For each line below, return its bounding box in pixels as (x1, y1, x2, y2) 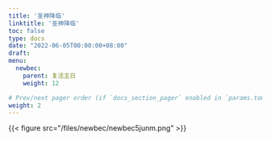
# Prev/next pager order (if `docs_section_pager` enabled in (8, 93, 222, 102)
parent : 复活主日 (23, 72, 77, 80)
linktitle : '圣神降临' (8, 19, 80, 27)
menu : (8, 57, 27, 65)
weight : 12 (23, 79, 60, 87)
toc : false (8, 27, 45, 35)
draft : (8, 49, 31, 57)
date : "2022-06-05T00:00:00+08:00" (8, 42, 128, 50)
